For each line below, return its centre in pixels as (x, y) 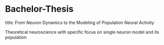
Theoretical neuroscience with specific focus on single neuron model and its (82, 32)
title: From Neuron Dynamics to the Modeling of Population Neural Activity (80, 22)
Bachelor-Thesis (39, 9)
